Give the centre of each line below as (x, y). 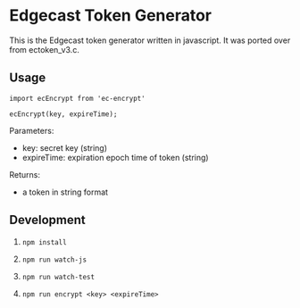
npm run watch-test (58, 277)
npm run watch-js (54, 260)
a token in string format (65, 192)
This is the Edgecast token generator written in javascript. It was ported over (150, 40)
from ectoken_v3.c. (45, 49)
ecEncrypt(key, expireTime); (63, 114)
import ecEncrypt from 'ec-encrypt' (77, 98)
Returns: (25, 174)
